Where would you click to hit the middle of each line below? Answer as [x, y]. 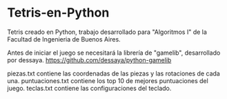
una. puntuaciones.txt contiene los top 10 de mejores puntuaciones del [108, 80]
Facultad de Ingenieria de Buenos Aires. [64, 39]
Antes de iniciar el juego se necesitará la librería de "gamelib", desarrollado [114, 53]
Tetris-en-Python [58, 13]
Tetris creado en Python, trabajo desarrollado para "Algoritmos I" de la [107, 32]
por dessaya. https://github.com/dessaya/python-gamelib [89, 60]
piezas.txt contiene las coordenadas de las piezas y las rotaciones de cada [114, 73]
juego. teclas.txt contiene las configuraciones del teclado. [89, 88]
